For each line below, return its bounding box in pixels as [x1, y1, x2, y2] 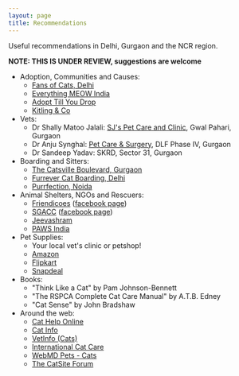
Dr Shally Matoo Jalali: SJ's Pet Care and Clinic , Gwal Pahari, [31, 122, 232, 132]
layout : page [8, 11, 52, 20]
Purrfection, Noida [31, 181, 93, 191]
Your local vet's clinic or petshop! [31, 240, 142, 250]
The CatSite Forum [31, 359, 94, 368]
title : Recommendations [8, 19, 88, 27]
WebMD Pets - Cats [31, 351, 97, 360]
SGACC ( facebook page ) [31, 207, 113, 216]
